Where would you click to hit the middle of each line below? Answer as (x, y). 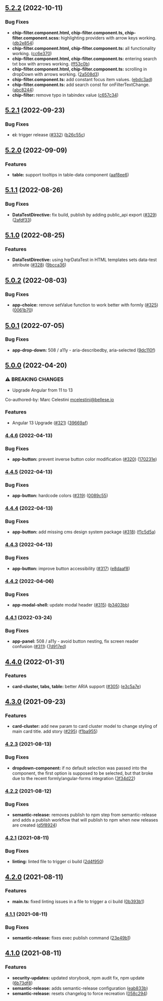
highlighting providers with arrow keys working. (109, 38)
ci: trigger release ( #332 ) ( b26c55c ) (49, 135)
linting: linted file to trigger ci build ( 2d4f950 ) (58, 862)
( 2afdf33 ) (22, 220)
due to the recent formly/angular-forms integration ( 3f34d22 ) (74, 778)
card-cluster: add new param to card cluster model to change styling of (85, 726)
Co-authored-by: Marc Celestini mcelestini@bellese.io (60, 399)
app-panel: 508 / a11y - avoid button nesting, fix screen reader (75, 641)
